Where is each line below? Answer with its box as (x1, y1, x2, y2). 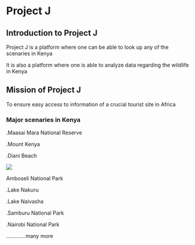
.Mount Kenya (6, 141, 40, 148)
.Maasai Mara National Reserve (6, 129, 82, 136)
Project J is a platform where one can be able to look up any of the (6, 43, 169, 51)
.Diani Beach (6, 152, 37, 159)
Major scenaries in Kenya (6, 115, 81, 124)
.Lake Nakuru (6, 186, 39, 194)
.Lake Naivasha (6, 198, 44, 205)
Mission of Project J (6, 85, 81, 95)
